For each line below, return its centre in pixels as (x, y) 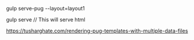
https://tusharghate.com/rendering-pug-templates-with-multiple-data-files (97, 31)
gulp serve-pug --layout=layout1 (46, 8)
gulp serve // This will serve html (46, 19)
